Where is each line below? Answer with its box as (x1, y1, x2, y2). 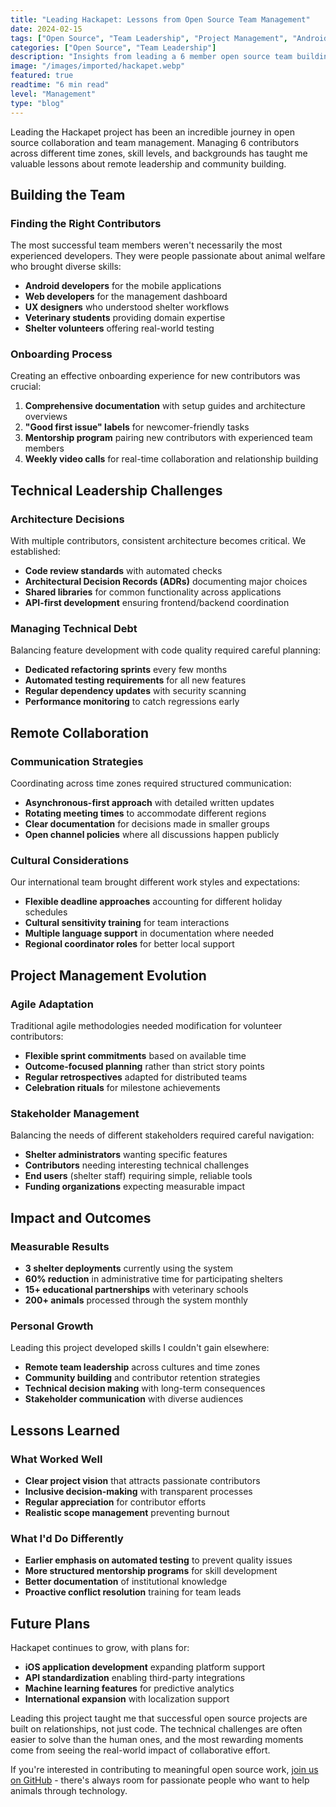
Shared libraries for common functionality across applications (24, 586, 282, 598)
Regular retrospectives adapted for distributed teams (24, 1071, 248, 1083)
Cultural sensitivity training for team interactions (24, 917, 230, 929)
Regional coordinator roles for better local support (24, 938, 235, 950)
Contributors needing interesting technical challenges (24, 1159, 250, 1171)
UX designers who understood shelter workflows (24, 301, 230, 313)
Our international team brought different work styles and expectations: (10, 876, 301, 888)
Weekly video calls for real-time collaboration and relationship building (24, 453, 319, 465)
